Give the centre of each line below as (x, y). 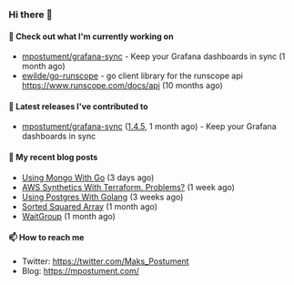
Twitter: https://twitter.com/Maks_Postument (105, 261)
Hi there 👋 (31, 15)
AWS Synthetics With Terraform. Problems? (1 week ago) (128, 187)
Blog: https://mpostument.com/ (81, 270)
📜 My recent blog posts (53, 157)
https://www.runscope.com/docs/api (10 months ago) (122, 86)
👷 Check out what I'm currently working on (91, 36)
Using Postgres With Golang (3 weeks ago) (102, 197)
